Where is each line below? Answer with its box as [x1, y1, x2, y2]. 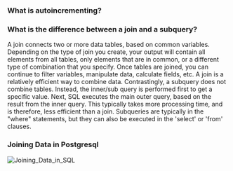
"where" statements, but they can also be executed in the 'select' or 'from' [7, 115, 223, 123]
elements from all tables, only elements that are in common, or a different [7, 55, 220, 64]
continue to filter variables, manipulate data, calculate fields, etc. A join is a [7, 70, 224, 78]
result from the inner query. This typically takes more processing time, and [7, 100, 223, 109]
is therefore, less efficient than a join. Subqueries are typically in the [7, 107, 204, 116]
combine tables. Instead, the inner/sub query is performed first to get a [7, 85, 213, 93]
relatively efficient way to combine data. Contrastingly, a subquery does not [7, 78, 227, 86]
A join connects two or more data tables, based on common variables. [7, 41, 211, 49]
